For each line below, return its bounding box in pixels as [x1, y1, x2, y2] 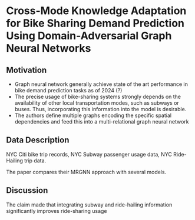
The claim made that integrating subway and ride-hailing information [6, 201, 173, 208]
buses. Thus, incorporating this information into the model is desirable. [14, 106, 187, 112]
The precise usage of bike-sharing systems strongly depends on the [14, 93, 181, 100]
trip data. [24, 157, 47, 164]
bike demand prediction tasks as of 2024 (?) [14, 87, 123, 94]
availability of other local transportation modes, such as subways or [14, 99, 180, 106]
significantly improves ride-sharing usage [6, 207, 107, 214]
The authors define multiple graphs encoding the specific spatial [14, 112, 172, 119]
